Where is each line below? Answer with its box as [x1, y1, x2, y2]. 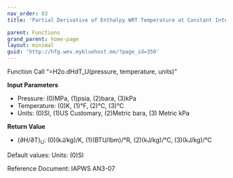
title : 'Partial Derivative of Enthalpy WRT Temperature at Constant [7, 17, 213, 24]
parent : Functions [7, 29, 60, 36]
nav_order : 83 [7, 10, 49, 17]
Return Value [7, 123, 46, 130]
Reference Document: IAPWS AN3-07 [7, 164, 116, 172]
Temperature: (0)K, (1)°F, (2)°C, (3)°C [17, 102, 124, 109]
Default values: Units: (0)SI [7, 150, 85, 159]
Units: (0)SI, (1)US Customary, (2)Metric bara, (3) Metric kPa [17, 109, 190, 117]
